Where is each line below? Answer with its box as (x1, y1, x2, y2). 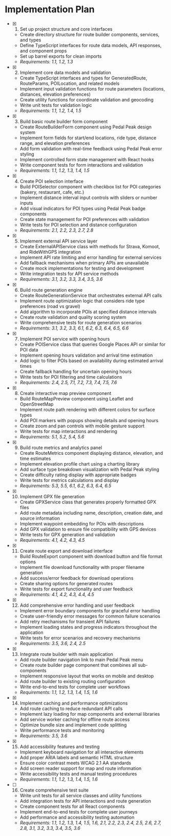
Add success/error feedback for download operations (19, 575, 134, 581)
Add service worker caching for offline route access (19, 716, 130, 722)
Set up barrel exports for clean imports (19, 53, 102, 59)
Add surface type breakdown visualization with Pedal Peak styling (19, 466, 159, 472)
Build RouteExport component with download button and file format (19, 553, 162, 559)
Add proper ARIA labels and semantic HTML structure (19, 754, 134, 760)
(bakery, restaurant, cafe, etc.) (19, 189, 84, 195)
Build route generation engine (19, 287, 83, 293)
